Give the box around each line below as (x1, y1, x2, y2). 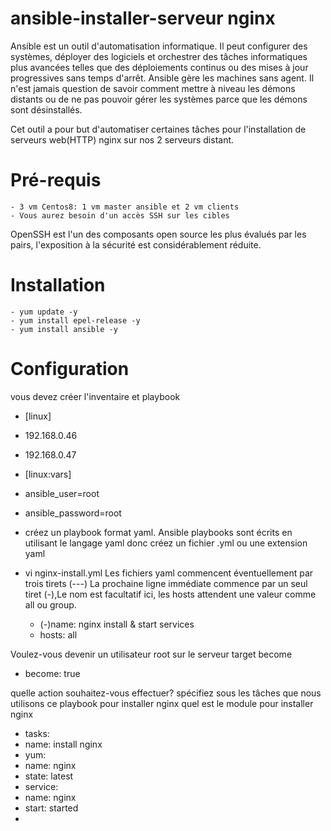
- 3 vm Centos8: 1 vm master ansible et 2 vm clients (10, 202, 240, 212)
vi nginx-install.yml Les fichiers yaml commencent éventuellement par (24, 567, 314, 579)
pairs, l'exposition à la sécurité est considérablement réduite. (10, 238, 262, 251)
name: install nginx (24, 738, 103, 750)
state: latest (24, 770, 74, 782)
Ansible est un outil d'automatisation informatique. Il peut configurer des (10, 40, 308, 52)
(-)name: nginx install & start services (39, 618, 195, 630)
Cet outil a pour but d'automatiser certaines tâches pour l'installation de (10, 123, 307, 135)
